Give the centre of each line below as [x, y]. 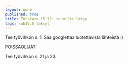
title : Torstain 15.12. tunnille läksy [46, 19]
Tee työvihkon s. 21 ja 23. [31, 57]
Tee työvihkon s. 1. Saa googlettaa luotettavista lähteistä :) [64, 37]
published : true [22, 14]
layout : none [19, 10]
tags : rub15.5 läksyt [27, 23]
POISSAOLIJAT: [21, 47]
